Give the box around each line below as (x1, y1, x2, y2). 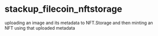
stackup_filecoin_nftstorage (4, 3, 123, 15)
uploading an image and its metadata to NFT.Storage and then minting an (4, 20, 153, 26)
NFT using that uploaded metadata (4, 25, 75, 31)
